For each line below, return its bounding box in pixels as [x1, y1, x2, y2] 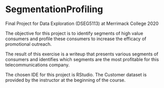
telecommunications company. [5, 62, 70, 68]
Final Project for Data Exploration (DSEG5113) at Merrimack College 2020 [5, 20, 159, 26]
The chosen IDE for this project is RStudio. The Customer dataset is [5, 71, 147, 77]
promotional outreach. [5, 41, 52, 47]
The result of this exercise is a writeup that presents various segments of [5, 51, 159, 57]
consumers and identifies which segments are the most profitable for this [5, 56, 159, 62]
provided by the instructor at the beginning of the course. [5, 77, 126, 83]
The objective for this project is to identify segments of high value [5, 30, 144, 36]
